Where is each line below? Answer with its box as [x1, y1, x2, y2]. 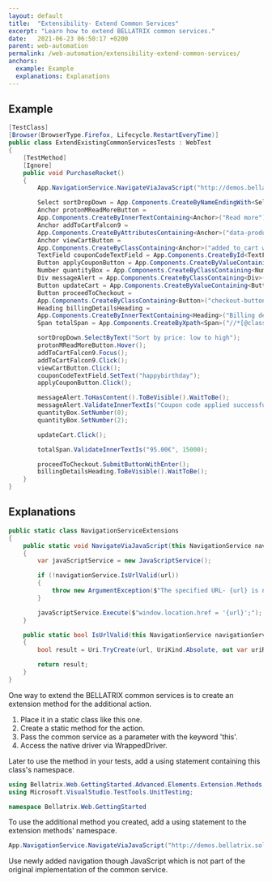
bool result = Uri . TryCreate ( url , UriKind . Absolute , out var [37, 646, 249, 654]
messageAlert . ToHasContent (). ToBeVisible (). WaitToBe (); [37, 394, 230, 402]
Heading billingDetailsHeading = [37, 304, 151, 312]
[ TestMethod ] [23, 153, 67, 162]
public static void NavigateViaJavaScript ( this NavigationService [23, 542, 252, 550]
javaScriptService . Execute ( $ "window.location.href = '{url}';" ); [37, 609, 263, 617]
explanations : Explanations [15, 72, 111, 80]
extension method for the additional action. [8, 699, 152, 709]
